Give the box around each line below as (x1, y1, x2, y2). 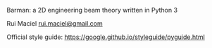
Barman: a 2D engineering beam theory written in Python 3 (6, 6, 177, 14)
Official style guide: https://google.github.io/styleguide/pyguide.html (6, 33, 205, 41)
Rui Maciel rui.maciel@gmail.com (6, 19, 103, 27)
